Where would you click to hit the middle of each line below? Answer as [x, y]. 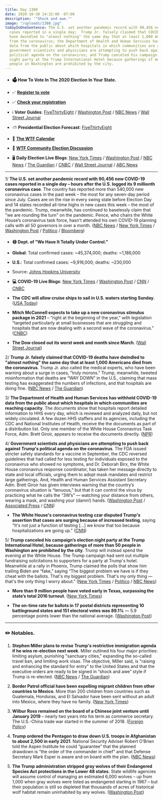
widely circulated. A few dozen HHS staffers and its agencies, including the [80, 418]
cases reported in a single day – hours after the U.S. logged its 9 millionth [80, 184]
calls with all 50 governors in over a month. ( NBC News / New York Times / [80, 226]
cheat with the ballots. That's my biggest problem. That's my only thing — [79, 576]
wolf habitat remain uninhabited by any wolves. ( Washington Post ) [78, 792]
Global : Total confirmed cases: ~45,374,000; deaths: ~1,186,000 [76, 253]
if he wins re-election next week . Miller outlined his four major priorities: [85, 650]
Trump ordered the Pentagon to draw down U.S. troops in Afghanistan [84, 736]
